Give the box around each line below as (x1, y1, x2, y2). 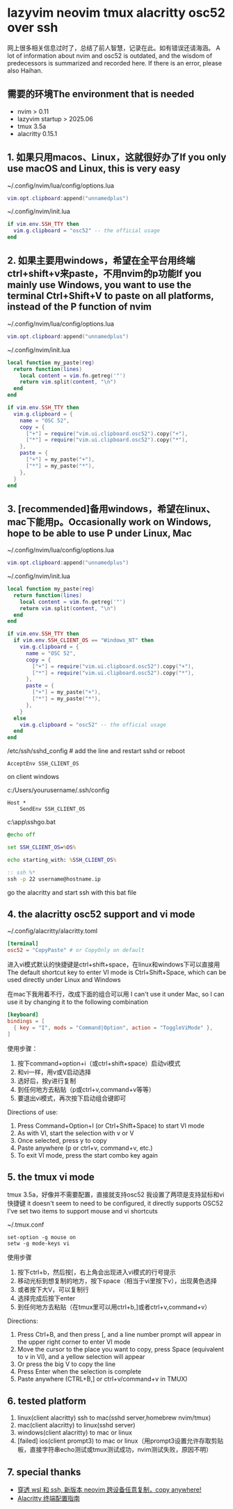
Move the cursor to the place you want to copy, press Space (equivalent (17, 1345, 224, 1353)
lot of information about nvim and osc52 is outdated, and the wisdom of (7, 51, 213, 60)
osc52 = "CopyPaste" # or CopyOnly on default (7, 947, 145, 954)
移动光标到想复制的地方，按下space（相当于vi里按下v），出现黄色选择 (17, 1277, 218, 1285)
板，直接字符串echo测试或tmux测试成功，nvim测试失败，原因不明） (17, 1446, 212, 1454)
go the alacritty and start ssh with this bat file (7, 888, 137, 897)
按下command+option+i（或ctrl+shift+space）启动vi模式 (17, 1059, 181, 1068)
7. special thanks (7, 1466, 81, 1478)
